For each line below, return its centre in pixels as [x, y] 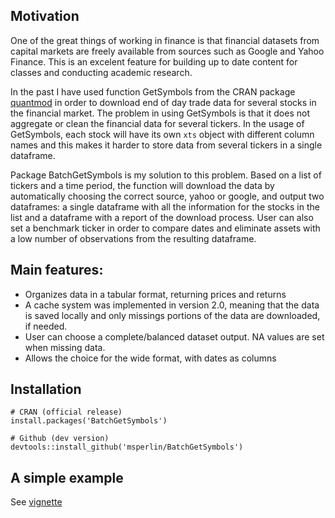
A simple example [67, 477]
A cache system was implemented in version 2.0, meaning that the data [172, 305]
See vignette [36, 502]
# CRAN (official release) [66, 412]
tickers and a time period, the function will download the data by [142, 185]
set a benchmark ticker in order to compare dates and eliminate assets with [165, 228]
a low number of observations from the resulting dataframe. [133, 238]
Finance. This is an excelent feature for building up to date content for [154, 61]
